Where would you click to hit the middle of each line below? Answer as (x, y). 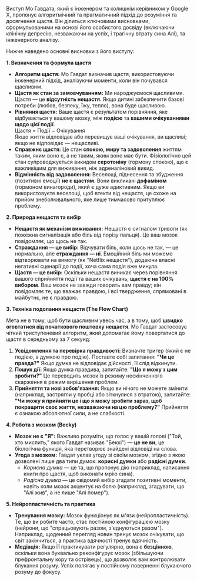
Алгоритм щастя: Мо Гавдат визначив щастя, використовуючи (94, 74)
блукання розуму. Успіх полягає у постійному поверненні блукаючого (103, 565)
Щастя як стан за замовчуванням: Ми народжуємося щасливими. (99, 93)
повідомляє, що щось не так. (51, 241)
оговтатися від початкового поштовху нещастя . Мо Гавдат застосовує (96, 326)
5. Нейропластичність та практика (51, 504)
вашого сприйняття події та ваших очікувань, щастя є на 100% (94, 279)
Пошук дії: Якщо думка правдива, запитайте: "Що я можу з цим (96, 369)
